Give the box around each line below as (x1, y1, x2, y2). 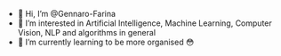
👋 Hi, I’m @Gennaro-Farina (17, 9, 116, 19)
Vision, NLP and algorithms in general (17, 28, 157, 37)
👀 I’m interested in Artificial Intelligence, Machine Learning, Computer (17, 18, 273, 28)
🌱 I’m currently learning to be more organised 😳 (17, 36, 195, 47)
